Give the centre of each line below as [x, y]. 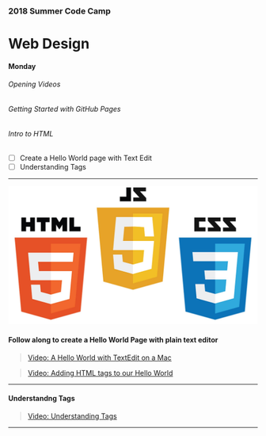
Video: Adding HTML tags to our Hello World [100, 373]
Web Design [49, 44]
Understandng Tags [42, 399]
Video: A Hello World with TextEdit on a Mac [99, 358]
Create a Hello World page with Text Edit [86, 158]
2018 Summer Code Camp [59, 11]
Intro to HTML [31, 133]
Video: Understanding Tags [72, 416]
